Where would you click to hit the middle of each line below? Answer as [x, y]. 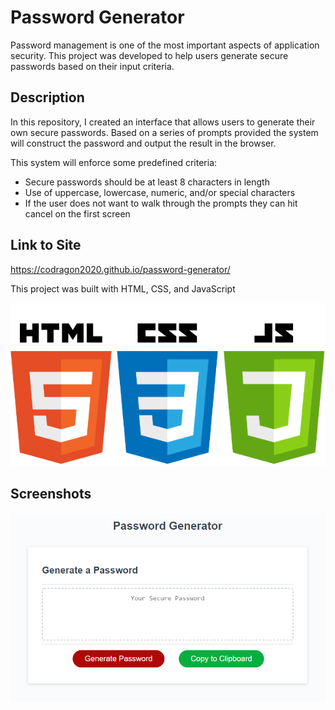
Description [47, 97]
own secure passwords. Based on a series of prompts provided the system [164, 132]
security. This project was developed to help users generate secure [149, 55]
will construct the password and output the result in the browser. [143, 143]
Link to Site [46, 245]
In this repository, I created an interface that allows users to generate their [163, 122]
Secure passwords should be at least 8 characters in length [147, 182]
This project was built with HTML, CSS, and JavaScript [123, 288]
